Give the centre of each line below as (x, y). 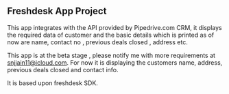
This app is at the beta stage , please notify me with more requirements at (111, 55)
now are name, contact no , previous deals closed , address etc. (98, 42)
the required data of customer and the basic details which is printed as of (111, 35)
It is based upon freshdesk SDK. (52, 83)
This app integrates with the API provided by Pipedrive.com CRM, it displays (114, 27)
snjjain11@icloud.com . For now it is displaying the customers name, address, (115, 62)
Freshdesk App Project (57, 11)
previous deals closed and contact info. (63, 69)
